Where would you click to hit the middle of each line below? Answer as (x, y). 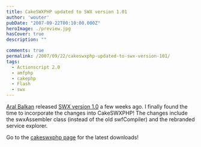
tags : (13, 61)
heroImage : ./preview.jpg (38, 28)
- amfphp (22, 73)
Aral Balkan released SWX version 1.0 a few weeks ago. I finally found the (97, 106)
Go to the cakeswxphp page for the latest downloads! (73, 137)
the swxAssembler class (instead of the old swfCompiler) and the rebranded (100, 119)
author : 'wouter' (28, 17)
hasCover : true (25, 34)
